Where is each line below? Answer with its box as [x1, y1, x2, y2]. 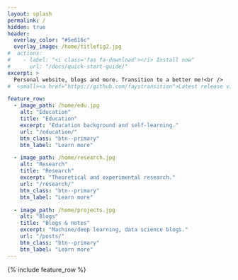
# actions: [7, 50, 42, 57]
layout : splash [7, 10, 52, 18]
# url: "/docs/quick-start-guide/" [7, 63, 129, 70]
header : [7, 30, 30, 37]
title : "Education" [20, 115, 78, 122]
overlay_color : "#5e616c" [13, 37, 91, 44]
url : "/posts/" [20, 233, 65, 240]
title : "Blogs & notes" [20, 220, 91, 227]
